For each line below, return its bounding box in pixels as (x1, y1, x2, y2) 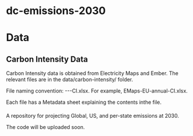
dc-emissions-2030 (6, 4, 106, 18)
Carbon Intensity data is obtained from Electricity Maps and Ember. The (6, 70, 179, 77)
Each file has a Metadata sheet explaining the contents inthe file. (6, 98, 162, 106)
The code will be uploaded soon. (6, 123, 85, 130)
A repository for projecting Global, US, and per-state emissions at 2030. (6, 112, 180, 119)
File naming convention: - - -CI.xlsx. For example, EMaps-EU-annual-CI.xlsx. (6, 87, 188, 94)
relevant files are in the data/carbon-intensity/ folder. (6, 76, 133, 83)
